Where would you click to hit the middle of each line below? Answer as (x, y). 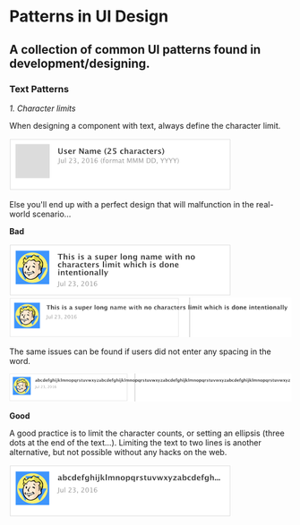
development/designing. (80, 63)
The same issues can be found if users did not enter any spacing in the (140, 351)
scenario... (51, 214)
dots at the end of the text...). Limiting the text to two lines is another (136, 442)
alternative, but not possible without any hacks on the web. (118, 452)
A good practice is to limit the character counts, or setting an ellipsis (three (147, 433)
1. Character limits (43, 108)
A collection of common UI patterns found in (135, 50)
